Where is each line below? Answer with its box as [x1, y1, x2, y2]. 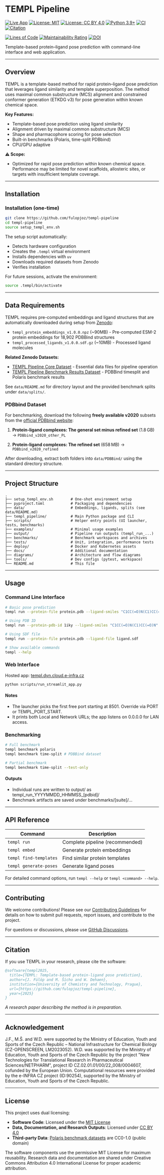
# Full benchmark [5, 742, 41, 748]
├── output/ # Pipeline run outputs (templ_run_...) [5, 531, 154, 536]
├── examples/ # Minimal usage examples [5, 526, 123, 532]
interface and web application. [5, 49, 66, 55]
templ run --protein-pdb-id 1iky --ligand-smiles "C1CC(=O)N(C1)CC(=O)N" [5, 623, 159, 628]
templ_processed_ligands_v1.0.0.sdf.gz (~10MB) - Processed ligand [12, 339, 151, 345]
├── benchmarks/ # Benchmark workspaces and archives [5, 535, 147, 540]
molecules [12, 344, 33, 350]
